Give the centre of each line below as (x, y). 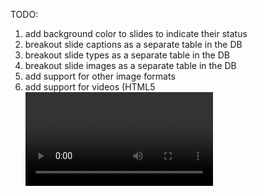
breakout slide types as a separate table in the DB (127, 55)
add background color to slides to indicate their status (136, 33)
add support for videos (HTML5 (90, 87)
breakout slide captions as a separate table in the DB (133, 44)
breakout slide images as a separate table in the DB (130, 65)
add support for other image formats (100, 76)
